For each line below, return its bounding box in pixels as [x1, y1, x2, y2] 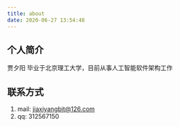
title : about [7, 10, 45, 17]
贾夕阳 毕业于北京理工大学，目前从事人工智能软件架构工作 [7, 64, 173, 72]
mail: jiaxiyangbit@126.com [17, 105, 96, 113]
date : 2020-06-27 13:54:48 [7, 17, 85, 24]
